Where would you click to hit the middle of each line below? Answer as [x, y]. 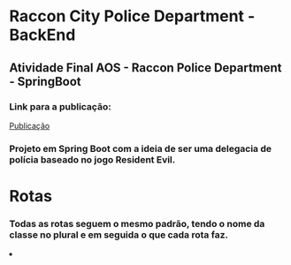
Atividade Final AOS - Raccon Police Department [145, 68]
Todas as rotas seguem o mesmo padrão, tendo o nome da [137, 223]
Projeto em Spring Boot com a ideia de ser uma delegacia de [141, 148]
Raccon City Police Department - [132, 16]
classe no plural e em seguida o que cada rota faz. [119, 234]
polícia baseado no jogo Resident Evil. [92, 159]
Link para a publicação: [61, 106]
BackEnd [42, 35]
